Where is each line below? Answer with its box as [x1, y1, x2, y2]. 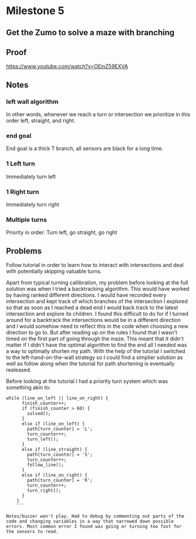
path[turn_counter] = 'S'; [27, 452, 93, 458]
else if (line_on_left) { [21, 421, 85, 427]
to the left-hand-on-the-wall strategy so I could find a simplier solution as [6, 354, 183, 361]
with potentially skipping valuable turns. [6, 268, 102, 275]
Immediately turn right [6, 201, 60, 208]
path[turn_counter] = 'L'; [27, 426, 93, 432]
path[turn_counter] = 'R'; [27, 477, 93, 483]
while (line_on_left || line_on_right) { [6, 395, 109, 401]
